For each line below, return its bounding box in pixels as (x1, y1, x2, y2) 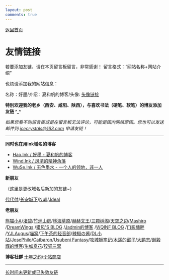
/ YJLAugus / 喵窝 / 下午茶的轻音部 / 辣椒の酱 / (5, 231, 92, 237)
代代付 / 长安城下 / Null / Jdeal (5, 196, 60, 202)
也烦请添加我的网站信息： (5, 81, 58, 87)
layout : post (5, 7, 33, 13)
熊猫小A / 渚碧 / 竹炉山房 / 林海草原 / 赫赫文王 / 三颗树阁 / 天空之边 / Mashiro (5, 218, 147, 224)
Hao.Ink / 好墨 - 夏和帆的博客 (12, 152, 73, 158)
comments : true (5, 12, 37, 17)
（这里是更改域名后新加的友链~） (5, 186, 74, 192)
